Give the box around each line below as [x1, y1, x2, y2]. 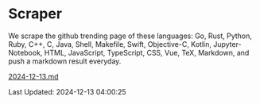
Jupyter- [213, 39, 242, 48]
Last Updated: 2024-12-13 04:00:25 [8, 87, 126, 96]
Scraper [8, 5, 62, 23]
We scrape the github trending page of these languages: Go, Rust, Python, [8, 31, 253, 40]
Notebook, [8, 48, 43, 57]
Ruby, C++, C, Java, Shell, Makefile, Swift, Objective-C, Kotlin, [8, 39, 212, 48]
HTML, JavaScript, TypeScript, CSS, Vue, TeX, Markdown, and [44, 48, 250, 57]
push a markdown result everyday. [8, 56, 122, 66]
